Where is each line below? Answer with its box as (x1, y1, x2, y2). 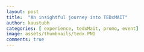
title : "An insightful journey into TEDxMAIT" (6, 14, 128, 20)
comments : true (6, 36, 45, 42)
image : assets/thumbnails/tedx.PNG (6, 31, 96, 37)
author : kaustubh (6, 20, 50, 26)
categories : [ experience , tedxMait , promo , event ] (6, 25, 139, 32)
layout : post (6, 8, 39, 15)
